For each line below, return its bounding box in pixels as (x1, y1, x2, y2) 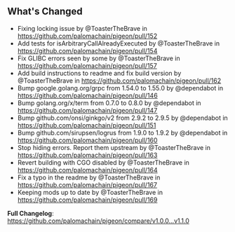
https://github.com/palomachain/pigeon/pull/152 (17, 32, 158, 40)
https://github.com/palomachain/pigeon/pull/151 (17, 121, 156, 129)
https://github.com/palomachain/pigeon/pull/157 (17, 61, 158, 69)
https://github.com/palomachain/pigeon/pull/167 (17, 180, 158, 189)
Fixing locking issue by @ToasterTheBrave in (17, 24, 147, 32)
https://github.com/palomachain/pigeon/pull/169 (17, 196, 158, 204)
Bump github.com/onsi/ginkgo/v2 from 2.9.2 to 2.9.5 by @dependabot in (17, 114, 228, 122)
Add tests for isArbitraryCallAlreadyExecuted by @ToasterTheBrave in (17, 39, 220, 48)
